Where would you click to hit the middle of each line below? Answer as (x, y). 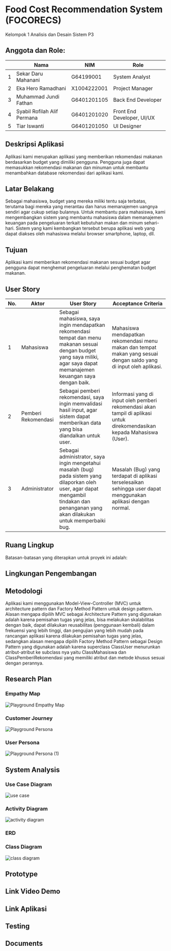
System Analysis (33, 770)
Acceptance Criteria (138, 304)
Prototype (22, 874)
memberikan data (80, 423)
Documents (24, 944)
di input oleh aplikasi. (137, 367)
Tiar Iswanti (30, 126)
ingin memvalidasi (81, 404)
